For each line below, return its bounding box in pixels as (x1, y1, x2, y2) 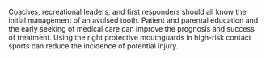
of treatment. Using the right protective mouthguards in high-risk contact (8, 32, 252, 42)
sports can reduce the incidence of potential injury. (8, 41, 179, 51)
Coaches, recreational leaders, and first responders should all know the (8, 7, 247, 16)
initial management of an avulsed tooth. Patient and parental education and (8, 15, 259, 25)
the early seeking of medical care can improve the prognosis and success (8, 24, 255, 33)
